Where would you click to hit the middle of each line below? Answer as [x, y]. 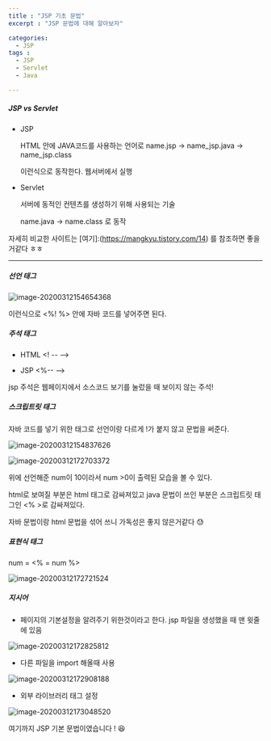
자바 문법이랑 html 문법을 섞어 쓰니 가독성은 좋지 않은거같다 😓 [106, 521]
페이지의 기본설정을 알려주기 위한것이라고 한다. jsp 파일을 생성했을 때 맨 [133, 620]
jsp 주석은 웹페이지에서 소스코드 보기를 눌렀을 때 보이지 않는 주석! [111, 387]
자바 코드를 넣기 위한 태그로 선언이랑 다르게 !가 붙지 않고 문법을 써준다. [119, 428]
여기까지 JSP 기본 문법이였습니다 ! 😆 [67, 728]
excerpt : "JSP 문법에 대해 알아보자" [66, 23]
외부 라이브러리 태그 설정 [59, 695]
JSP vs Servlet [33, 108]
